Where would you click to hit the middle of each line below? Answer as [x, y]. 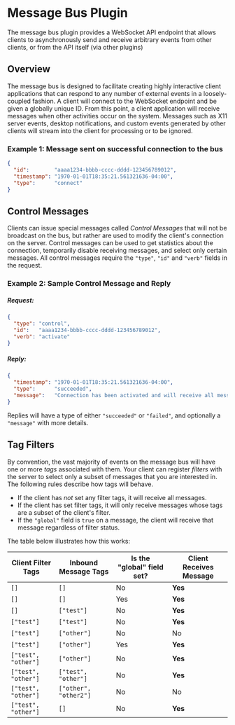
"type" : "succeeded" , [53, 389]
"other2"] [75, 695]
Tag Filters [31, 445]
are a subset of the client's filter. [64, 512]
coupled [19, 101]
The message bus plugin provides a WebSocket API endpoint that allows [112, 32]
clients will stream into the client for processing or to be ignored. [100, 130]
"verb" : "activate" [42, 337]
